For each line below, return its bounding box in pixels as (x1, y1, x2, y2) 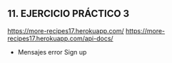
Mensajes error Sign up (17, 47, 87, 56)
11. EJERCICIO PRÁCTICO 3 (7, 8, 130, 20)
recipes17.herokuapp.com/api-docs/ (7, 34, 113, 42)
